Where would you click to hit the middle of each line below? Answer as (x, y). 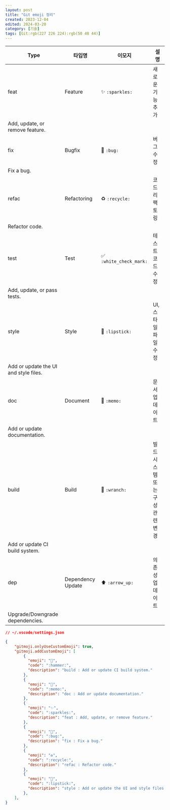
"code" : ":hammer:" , (49, 666)
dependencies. (26, 621)
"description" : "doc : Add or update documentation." (86, 694)
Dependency (80, 579)
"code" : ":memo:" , (47, 689)
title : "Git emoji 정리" (30, 15)
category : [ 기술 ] (22, 29)
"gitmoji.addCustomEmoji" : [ (45, 651)
